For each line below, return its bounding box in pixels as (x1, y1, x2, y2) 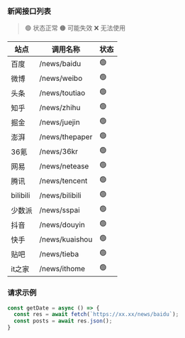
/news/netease (39, 161, 89, 171)
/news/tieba (39, 249, 79, 258)
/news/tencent (39, 175, 88, 185)
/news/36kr (39, 146, 79, 156)
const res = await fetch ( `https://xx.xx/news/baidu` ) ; (13, 311, 179, 318)
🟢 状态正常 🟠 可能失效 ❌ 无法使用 (24, 23, 126, 33)
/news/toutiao (39, 87, 86, 97)
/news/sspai (39, 205, 80, 214)
